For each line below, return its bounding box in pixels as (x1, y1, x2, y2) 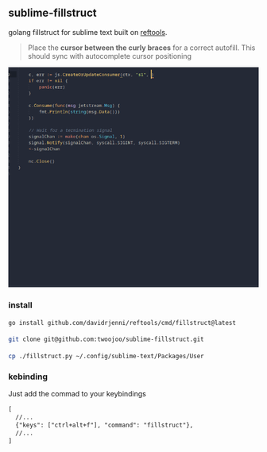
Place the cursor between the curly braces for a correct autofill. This (27, 43, 256, 52)
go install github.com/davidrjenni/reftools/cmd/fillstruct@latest (8, 319, 237, 326)
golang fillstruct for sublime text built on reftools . (8, 27, 168, 37)
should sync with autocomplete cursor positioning (27, 51, 192, 60)
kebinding (8, 371, 48, 382)
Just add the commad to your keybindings (8, 389, 147, 399)
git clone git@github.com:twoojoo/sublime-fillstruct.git (8, 335, 204, 344)
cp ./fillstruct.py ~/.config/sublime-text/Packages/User (8, 353, 204, 361)
